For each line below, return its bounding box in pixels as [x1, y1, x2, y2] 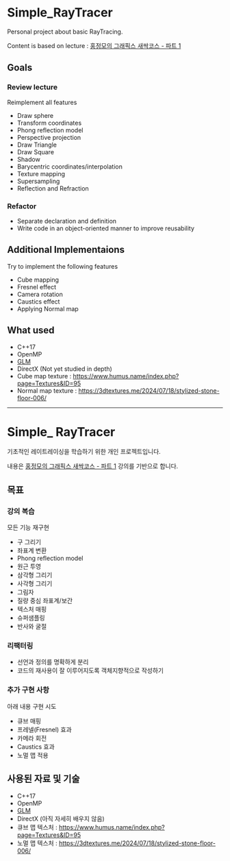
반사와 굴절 [16, 622, 47, 631]
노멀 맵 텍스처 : [16, 838, 57, 847]
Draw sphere [16, 111, 54, 119]
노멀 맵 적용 [16, 751, 49, 759]
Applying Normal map [16, 304, 79, 313]
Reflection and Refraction [16, 184, 89, 193]
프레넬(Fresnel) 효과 [16, 725, 72, 733]
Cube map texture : [16, 372, 72, 380]
